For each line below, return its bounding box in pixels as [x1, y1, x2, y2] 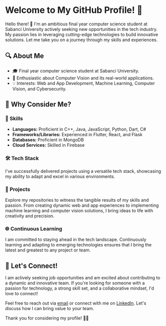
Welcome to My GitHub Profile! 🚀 [5, 4, 143, 16]
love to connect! [5, 291, 38, 297]
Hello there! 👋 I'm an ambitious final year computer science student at [5, 21, 148, 27]
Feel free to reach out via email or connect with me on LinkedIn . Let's [5, 300, 147, 306]
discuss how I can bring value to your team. [5, 306, 94, 312]
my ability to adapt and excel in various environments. [5, 173, 115, 179]
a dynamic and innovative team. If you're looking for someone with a [5, 280, 145, 286]
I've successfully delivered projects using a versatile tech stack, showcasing [5, 168, 162, 174]
